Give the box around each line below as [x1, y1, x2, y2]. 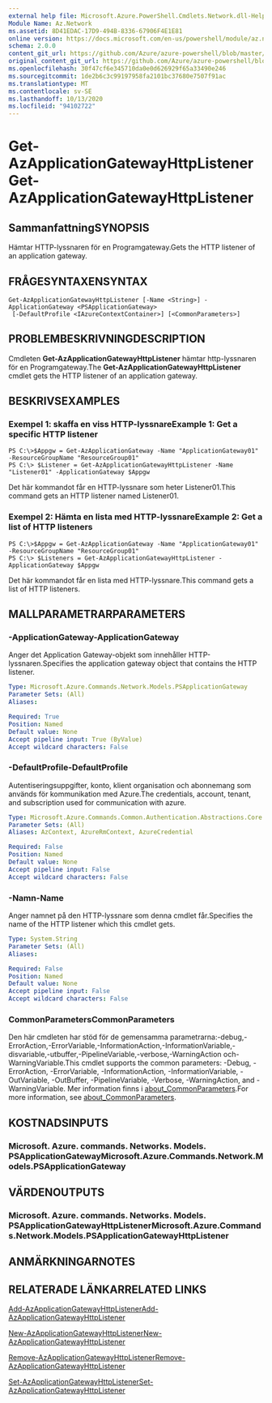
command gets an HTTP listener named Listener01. [8, 491, 180, 501]
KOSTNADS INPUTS [8, 1115, 109, 1130]
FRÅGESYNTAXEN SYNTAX [8, 275, 148, 288]
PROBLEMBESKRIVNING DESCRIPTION [8, 332, 206, 346]
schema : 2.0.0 [8, 42, 57, 50]
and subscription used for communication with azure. [8, 797, 187, 807]
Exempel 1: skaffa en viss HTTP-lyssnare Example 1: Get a [8, 419, 238, 430]
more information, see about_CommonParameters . [8, 1093, 176, 1102]
